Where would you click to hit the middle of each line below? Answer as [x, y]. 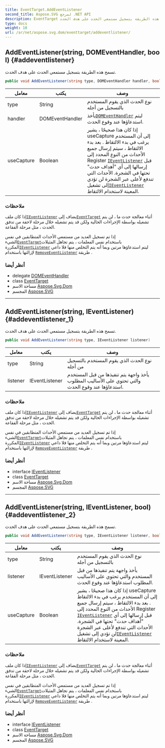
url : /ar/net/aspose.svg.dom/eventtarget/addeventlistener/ [68, 32]
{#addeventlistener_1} [40, 319]
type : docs [16, 23]
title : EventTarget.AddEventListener [44, 10]
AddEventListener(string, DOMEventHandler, [76, 52]
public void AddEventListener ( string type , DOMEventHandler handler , [78, 81]
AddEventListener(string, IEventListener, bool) [78, 507]
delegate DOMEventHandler [41, 276]
